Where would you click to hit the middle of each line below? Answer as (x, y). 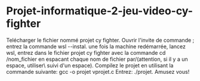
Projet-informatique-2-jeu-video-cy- (99, 11)
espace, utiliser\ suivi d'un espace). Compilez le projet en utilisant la (90, 65)
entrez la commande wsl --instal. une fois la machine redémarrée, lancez (96, 46)
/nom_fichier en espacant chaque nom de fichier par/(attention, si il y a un (97, 59)
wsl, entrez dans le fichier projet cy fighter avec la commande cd (86, 52)
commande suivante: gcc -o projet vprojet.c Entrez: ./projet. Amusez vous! (98, 71)
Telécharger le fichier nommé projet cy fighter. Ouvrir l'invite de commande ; (100, 40)
